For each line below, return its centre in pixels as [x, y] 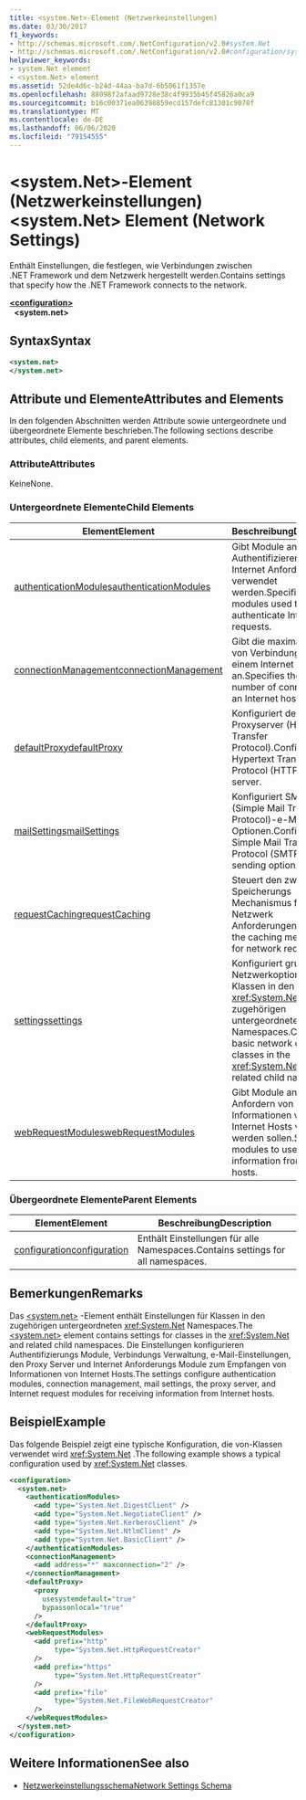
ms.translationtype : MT [55, 111]
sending [249, 865]
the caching [257, 937]
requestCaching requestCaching [82, 914]
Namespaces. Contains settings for [211, 1250]
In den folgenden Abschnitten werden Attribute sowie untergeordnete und [148, 421]
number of [254, 687]
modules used [262, 604]
